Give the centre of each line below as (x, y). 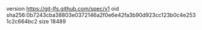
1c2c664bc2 (22, 21)
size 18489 (52, 21)
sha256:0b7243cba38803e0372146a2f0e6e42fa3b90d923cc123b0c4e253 (101, 15)
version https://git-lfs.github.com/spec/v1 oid (63, 9)
